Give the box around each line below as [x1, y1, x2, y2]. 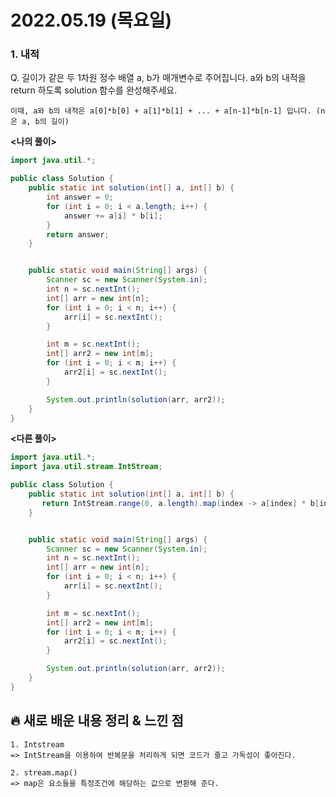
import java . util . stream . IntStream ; [10, 462, 163, 472]
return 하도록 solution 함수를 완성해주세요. [10, 84, 178, 96]
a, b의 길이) [21, 117, 70, 127]
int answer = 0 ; [46, 192, 114, 203]
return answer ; [46, 229, 110, 240]
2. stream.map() [10, 767, 78, 778]
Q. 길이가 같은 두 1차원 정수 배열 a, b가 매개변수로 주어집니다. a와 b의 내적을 [10, 72, 307, 84]
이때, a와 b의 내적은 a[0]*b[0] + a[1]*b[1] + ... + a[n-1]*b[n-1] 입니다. [10, 106, 312, 116]
